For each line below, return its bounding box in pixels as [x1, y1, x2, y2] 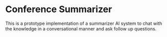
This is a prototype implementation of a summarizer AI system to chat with [5, 20, 162, 26]
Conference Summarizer [5, 4, 112, 15]
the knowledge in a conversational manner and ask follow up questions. [5, 25, 157, 31]
